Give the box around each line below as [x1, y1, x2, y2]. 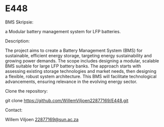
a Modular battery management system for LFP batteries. [5, 28, 121, 34]
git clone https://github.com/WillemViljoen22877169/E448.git [5, 97, 129, 103]
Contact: [5, 107, 23, 113]
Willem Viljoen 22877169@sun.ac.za [5, 116, 79, 122]
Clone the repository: [5, 88, 48, 94]
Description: [5, 38, 30, 44]
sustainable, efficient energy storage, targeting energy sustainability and [5, 52, 152, 59]
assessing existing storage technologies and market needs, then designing [5, 68, 157, 74]
